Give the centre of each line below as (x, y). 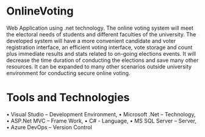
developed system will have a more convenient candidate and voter (91, 41)
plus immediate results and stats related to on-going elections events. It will (101, 53)
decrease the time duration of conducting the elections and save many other (103, 60)
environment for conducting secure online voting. (68, 73)
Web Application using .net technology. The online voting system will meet (100, 28)
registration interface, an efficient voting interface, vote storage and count (99, 47)
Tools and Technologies (68, 98)
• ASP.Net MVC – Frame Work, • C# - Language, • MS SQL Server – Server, (102, 121)
